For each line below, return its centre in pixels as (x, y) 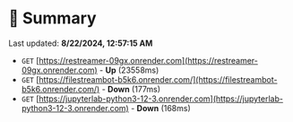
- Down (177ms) (131, 89)
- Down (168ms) (161, 108)
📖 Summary (52, 18)
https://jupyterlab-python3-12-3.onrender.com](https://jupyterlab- (161, 99)
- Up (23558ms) (129, 70)
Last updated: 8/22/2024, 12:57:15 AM (81, 43)
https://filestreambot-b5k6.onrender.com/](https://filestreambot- (158, 79)
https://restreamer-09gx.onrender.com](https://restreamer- (149, 60)
